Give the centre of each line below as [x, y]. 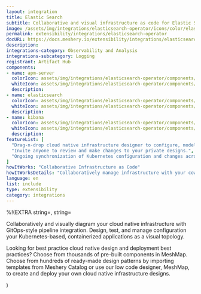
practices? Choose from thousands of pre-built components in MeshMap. [97, 254]
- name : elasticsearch [34, 95]
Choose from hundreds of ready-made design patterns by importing [90, 261]
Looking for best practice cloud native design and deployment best [89, 248]
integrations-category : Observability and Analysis [72, 51]
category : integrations [36, 195]
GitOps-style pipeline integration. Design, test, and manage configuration [96, 230]
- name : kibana [25, 117]
